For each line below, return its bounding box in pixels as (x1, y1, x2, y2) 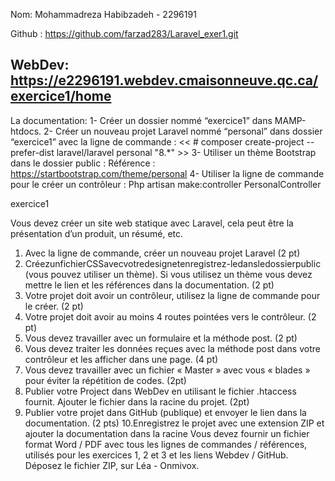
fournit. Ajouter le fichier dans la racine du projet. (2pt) (24, 395, 250, 408)
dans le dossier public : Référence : (10, 157, 156, 169)
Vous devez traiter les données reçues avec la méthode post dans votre (24, 342, 321, 354)
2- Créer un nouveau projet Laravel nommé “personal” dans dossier (43, 125, 323, 137)
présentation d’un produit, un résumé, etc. (10, 227, 184, 239)
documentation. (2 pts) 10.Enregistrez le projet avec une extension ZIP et (24, 417, 325, 429)
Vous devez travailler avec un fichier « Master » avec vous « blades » (24, 364, 311, 376)
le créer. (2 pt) (24, 300, 84, 312)
